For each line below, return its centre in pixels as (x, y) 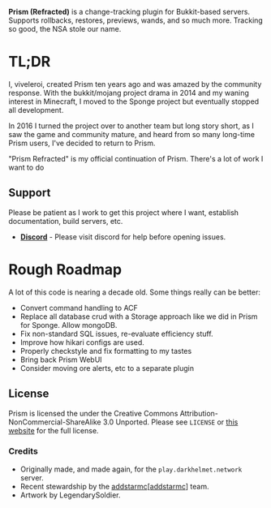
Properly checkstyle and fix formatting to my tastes (106, 351)
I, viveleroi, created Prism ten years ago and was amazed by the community (135, 84)
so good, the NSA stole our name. (65, 29)
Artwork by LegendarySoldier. (70, 495)
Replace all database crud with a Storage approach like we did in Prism (139, 316)
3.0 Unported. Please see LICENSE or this (170, 422)
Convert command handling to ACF (79, 308)
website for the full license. (54, 430)
